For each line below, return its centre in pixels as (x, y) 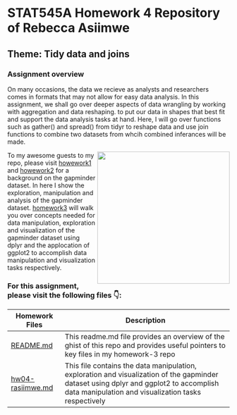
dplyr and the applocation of (49, 245)
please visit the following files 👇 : (65, 295)
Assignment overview (46, 74)
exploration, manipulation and (50, 192)
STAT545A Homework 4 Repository (114, 13)
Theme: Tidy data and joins (68, 54)
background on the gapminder (51, 178)
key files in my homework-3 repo (120, 354)
